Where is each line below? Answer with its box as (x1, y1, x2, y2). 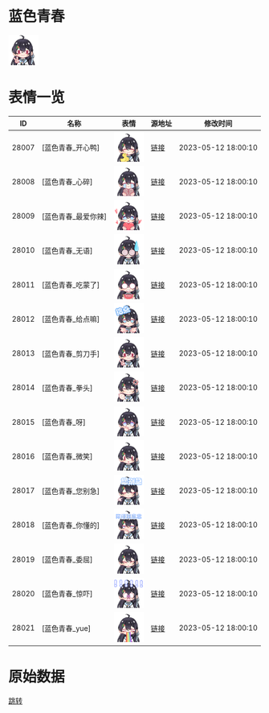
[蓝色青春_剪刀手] (41, 348, 100, 358)
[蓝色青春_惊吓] (41, 589, 93, 599)
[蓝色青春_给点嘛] (41, 315, 100, 324)
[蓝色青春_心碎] (41, 177, 93, 187)
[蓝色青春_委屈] (41, 554, 93, 564)
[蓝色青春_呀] (41, 418, 86, 427)
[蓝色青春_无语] (41, 245, 93, 255)
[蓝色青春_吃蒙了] (41, 280, 100, 290)
